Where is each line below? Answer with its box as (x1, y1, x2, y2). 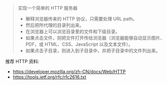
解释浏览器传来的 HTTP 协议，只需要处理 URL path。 (25, 16, 137, 22)
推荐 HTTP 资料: (5, 59, 39, 64)
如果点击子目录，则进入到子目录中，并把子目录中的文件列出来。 (25, 48, 160, 53)
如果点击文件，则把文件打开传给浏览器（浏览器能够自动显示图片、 (25, 35, 165, 41)
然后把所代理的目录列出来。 (25, 22, 85, 28)
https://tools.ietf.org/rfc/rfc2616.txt (12, 74, 87, 80)
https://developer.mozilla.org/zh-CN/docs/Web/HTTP (12, 69, 126, 74)
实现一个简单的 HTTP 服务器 (17, 5, 78, 11)
